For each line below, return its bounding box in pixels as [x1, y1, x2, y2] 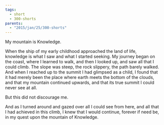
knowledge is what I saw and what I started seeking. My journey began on [5, 53, 156, 59]
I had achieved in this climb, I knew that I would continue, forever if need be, [5, 109, 160, 115]
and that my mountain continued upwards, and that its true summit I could [5, 79, 155, 86]
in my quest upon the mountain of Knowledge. [5, 114, 99, 120]
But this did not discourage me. [5, 94, 69, 100]
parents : [5, 21, 23, 26]
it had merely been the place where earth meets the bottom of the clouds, [5, 75, 155, 80]
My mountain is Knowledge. [5, 39, 61, 45]
